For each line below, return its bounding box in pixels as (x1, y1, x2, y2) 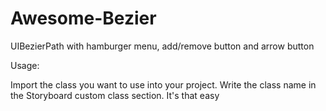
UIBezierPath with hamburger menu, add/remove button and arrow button (10, 40, 315, 52)
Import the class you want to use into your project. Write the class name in (10, 78, 317, 91)
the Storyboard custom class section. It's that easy (10, 89, 220, 101)
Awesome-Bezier (10, 7, 157, 30)
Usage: (10, 59, 40, 71)
